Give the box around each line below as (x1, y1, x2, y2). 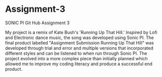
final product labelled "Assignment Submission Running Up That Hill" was (5, 39, 154, 45)
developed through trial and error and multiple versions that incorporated (5, 45, 154, 51)
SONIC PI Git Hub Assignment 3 (5, 20, 70, 26)
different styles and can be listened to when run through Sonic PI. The (5, 50, 147, 56)
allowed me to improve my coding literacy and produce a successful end (5, 61, 153, 67)
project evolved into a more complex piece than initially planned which (5, 55, 148, 61)
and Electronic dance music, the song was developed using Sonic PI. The (5, 35, 154, 40)
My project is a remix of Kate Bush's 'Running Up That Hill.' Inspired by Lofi (5, 29, 158, 35)
